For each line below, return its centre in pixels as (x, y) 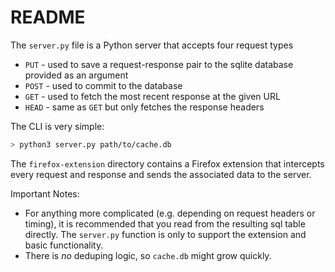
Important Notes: (45, 193)
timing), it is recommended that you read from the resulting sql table (165, 223)
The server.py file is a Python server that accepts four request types (152, 45)
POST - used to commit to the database (103, 85)
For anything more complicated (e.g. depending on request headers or (170, 213)
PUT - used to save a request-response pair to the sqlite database (159, 64)
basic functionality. (64, 245)
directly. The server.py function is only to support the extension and (165, 234)
